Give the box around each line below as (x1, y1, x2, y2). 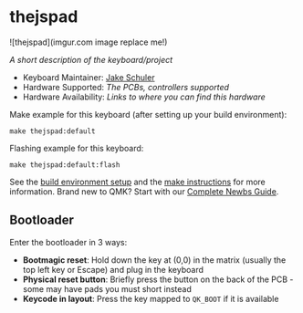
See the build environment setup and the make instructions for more (9, 176, 266, 187)
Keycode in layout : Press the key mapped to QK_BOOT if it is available (22, 293, 279, 304)
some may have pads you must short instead (22, 283, 192, 294)
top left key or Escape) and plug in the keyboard (22, 264, 204, 275)
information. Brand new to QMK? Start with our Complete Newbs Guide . (9, 185, 279, 197)
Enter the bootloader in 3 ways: (9, 236, 128, 247)
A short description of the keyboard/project (9, 54, 173, 65)
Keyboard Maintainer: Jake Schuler (22, 71, 155, 83)
